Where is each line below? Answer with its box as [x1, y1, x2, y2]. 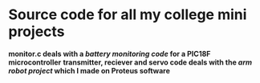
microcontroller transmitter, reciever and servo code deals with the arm [8, 57, 253, 67]
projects [8, 22, 66, 41]
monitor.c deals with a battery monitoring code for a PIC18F [8, 49, 211, 58]
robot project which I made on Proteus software [8, 65, 171, 75]
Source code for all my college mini [8, 6, 247, 24]
